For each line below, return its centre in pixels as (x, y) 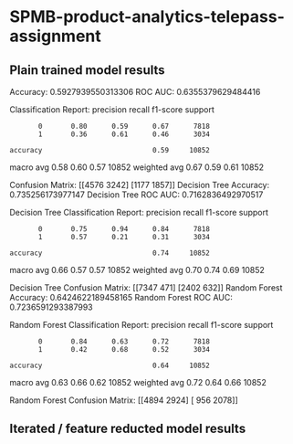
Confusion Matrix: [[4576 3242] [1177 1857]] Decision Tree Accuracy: (140, 185)
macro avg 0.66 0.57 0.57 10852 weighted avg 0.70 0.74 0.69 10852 (137, 270)
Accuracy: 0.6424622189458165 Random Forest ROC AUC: (121, 297)
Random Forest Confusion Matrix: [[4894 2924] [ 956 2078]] (124, 400)
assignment (56, 36)
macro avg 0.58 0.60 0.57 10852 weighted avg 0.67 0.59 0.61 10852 (137, 167)
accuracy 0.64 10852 (110, 365)
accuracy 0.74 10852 (110, 253)
